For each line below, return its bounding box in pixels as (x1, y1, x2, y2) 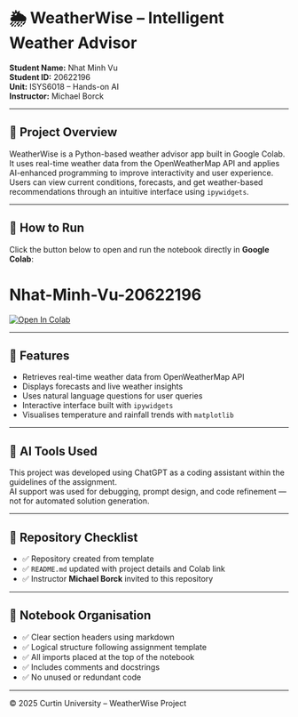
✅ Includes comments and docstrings (21, 661, 161, 673)
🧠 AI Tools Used (9, 443, 98, 459)
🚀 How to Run (9, 221, 85, 236)
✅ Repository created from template (21, 553, 154, 564)
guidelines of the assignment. (9, 477, 118, 487)
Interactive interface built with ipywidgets (21, 400, 174, 411)
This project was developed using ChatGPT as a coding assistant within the (9, 467, 286, 478)
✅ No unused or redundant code (21, 672, 142, 682)
